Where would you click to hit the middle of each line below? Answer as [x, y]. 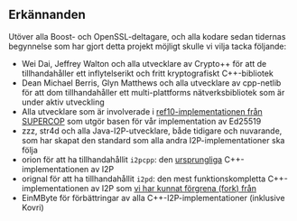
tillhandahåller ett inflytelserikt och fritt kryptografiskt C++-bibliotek [148, 73]
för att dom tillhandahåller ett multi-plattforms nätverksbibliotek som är [153, 92]
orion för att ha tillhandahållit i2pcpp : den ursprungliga [122, 159]
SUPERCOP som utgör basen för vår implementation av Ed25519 [141, 121]
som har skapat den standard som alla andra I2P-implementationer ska [153, 140]
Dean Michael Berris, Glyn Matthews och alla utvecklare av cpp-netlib [151, 83]
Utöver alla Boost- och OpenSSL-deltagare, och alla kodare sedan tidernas [147, 36]
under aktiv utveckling [63, 102]
